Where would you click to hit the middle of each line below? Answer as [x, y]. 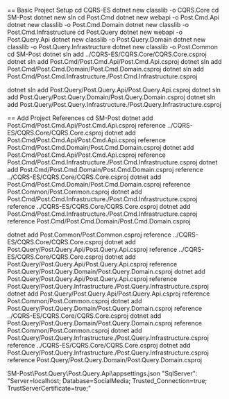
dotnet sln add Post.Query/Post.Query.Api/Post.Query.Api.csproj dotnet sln [114, 90]
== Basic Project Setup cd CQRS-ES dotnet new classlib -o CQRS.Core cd [113, 10]
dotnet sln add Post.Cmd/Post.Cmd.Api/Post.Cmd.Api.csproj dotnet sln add [114, 61]
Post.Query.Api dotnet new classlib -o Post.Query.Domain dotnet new [107, 40]
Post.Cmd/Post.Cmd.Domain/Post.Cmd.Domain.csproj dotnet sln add [106, 69]
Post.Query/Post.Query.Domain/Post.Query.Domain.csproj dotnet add [107, 271]
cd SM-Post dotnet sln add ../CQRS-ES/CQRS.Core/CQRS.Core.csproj [107, 54]
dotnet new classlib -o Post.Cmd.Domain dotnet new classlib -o [98, 25]
